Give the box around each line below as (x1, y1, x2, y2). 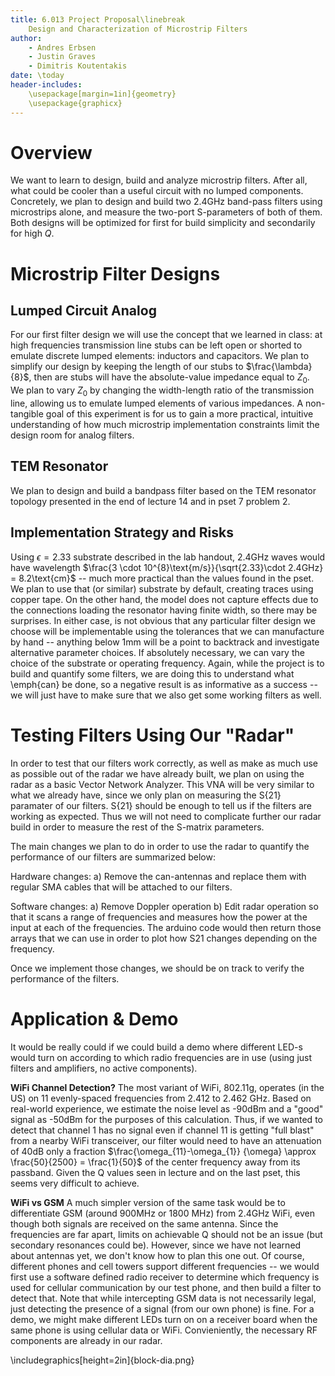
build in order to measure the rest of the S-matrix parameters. (10, 821, 265, 833)
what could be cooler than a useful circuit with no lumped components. (10, 185, 304, 197)
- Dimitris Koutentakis (28, 61, 128, 71)
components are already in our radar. (10, 1334, 163, 1346)
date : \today (10, 71, 65, 81)
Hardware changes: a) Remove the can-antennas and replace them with (10, 870, 307, 882)
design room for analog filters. (10, 429, 135, 441)
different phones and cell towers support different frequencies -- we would (10, 1260, 320, 1272)
